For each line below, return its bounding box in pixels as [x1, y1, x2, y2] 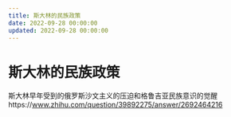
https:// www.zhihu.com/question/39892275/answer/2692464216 [8, 100, 223, 110]
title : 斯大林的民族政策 [8, 11, 81, 20]
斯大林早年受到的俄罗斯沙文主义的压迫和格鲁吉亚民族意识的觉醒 [8, 91, 217, 100]
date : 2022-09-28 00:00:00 [8, 19, 98, 27]
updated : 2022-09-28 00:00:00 [8, 26, 109, 34]
